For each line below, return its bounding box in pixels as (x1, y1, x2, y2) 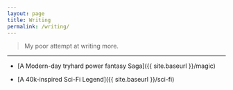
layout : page (7, 10, 45, 17)
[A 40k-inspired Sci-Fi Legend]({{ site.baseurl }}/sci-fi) (17, 75, 175, 84)
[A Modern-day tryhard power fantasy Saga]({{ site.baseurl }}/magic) (17, 62, 216, 70)
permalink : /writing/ (7, 23, 70, 30)
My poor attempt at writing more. (24, 42, 119, 51)
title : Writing (7, 17, 51, 24)
